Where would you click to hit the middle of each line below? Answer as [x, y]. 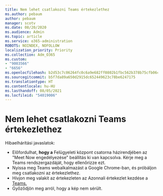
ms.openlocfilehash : [26, 73]
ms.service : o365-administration [39, 41]
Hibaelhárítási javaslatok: [30, 143]
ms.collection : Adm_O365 [30, 55]
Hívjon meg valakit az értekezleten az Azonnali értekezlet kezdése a [80, 178]
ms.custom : [16, 59]
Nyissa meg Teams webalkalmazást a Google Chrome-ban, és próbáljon [84, 168]
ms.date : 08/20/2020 [26, 28]
